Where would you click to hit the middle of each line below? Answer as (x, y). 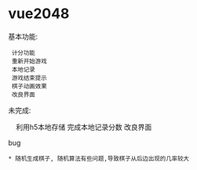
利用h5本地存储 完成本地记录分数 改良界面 (84, 127)
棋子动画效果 (29, 86)
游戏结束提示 (29, 78)
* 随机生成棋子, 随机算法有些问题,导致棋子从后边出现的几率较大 (99, 158)
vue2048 (39, 14)
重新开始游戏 (29, 61)
